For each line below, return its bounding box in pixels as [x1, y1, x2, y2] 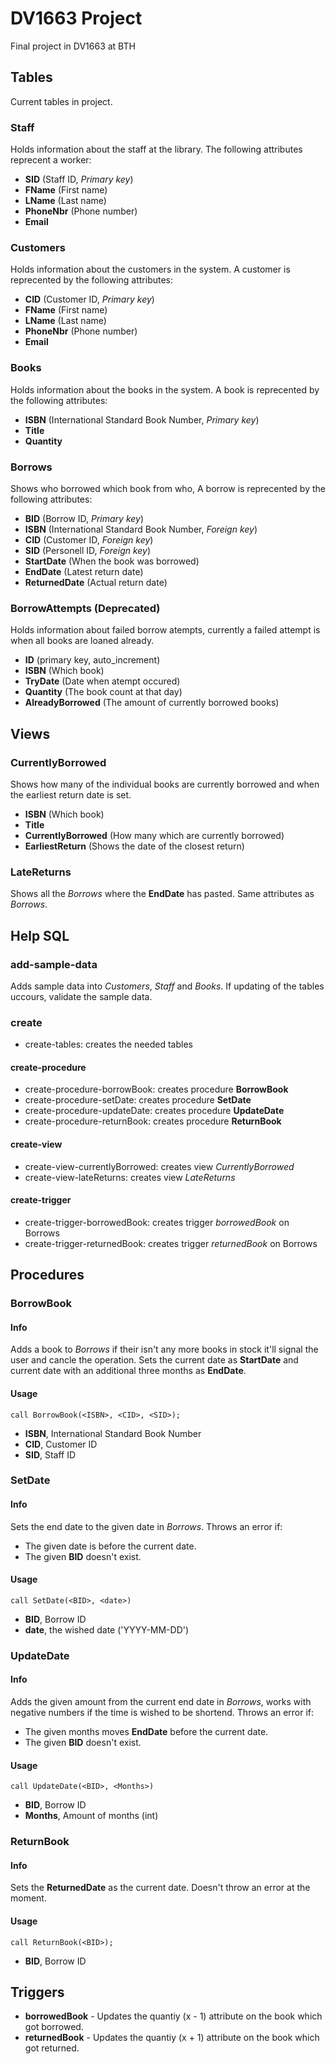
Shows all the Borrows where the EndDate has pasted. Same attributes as [10, 888, 315, 900]
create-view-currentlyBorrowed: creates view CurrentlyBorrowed [24, 1160, 295, 1172]
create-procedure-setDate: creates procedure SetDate [24, 1094, 252, 1106]
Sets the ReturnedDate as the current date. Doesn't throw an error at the [10, 1882, 311, 1894]
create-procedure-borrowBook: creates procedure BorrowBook [24, 1083, 289, 1096]
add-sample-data [10, 957, 98, 971]
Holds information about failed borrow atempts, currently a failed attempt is [10, 624, 321, 636]
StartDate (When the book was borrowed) [24, 555, 200, 567]
